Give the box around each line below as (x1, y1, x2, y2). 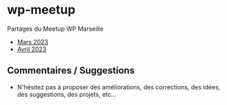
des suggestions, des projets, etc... (16, 90, 117, 98)
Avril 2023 (16, 45, 47, 53)
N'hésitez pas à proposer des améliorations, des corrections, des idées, (16, 82, 221, 91)
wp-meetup (7, 2, 75, 18)
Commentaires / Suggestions (7, 65, 135, 76)
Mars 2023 (16, 37, 49, 46)
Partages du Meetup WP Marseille (7, 25, 104, 33)
